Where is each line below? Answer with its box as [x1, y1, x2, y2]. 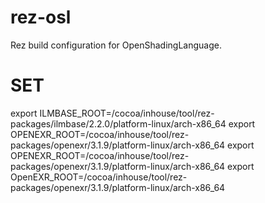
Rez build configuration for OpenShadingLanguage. [10, 39, 222, 51]
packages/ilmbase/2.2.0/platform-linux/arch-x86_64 [10, 117, 227, 130]
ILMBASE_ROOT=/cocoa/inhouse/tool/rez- [39, 107, 215, 119]
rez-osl [10, 6, 72, 29]
